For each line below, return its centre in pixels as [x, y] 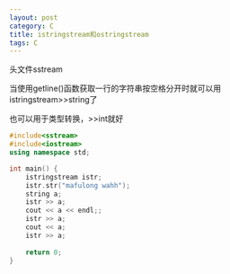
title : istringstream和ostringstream [80, 34]
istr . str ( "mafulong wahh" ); [78, 185]
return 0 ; [44, 252]
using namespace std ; [50, 153]
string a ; [44, 194]
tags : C [24, 43]
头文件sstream [36, 69]
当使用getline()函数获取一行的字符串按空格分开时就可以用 [115, 88]
